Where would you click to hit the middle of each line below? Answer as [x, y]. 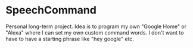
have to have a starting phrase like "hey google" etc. [70, 39]
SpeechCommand [51, 10]
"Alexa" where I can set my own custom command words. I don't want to [95, 32]
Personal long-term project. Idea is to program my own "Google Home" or [96, 26]
